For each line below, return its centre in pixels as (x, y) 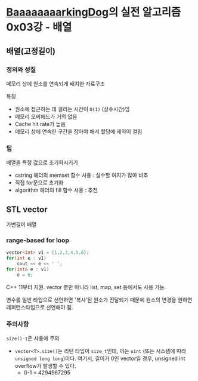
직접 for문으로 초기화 (39, 183)
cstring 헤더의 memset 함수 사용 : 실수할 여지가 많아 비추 (81, 175)
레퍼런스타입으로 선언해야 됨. (40, 307)
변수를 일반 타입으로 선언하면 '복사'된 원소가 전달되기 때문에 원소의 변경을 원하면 (99, 300)
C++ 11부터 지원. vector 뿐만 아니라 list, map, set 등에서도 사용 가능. (86, 287)
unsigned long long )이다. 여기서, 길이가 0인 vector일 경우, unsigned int (100, 358)
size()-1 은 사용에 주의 (33, 338)
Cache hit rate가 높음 (40, 124)
